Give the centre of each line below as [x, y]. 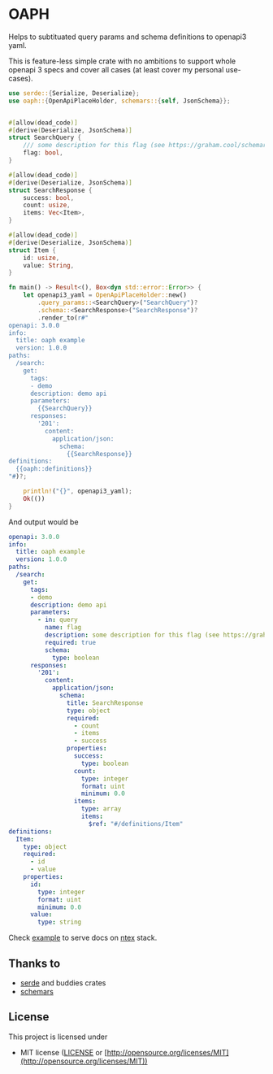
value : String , [49, 265]
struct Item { [32, 250]
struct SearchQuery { [45, 138]
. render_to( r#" [63, 318]
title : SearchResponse [105, 703]
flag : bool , [43, 153]
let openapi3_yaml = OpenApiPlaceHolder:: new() [105, 295]
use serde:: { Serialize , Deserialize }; [74, 93]
